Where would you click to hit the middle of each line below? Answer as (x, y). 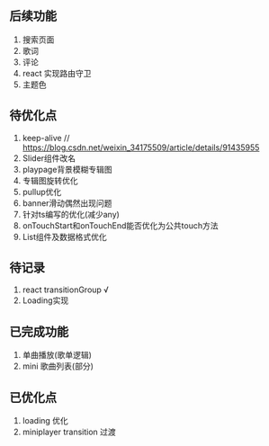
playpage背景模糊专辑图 (67, 169)
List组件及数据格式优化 (65, 236)
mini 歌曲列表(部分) (58, 366)
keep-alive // (46, 138)
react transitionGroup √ (66, 290)
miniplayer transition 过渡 (69, 432)
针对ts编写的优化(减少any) (71, 214)
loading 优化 (45, 421)
